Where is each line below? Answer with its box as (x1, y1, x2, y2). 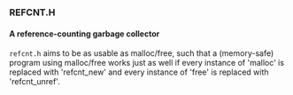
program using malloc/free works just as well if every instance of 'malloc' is (9, 58, 285, 68)
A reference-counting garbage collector (9, 28, 160, 39)
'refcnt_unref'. (9, 76, 60, 87)
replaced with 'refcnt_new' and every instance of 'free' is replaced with (9, 67, 269, 77)
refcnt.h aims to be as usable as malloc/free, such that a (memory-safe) (9, 48, 274, 59)
